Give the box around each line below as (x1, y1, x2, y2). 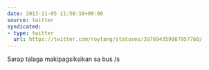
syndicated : (7, 23, 42, 30)
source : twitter (7, 17, 54, 24)
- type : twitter (7, 29, 54, 37)
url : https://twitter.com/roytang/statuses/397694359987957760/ (13, 36, 203, 43)
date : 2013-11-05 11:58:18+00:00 (7, 10, 104, 17)
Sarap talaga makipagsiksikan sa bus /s (7, 55, 120, 63)
